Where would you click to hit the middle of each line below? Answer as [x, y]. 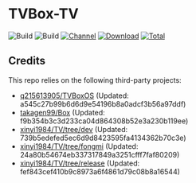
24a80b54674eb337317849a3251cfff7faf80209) [100, 154]
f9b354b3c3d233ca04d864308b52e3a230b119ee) [104, 121]
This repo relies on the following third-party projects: [95, 80]
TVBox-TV [43, 14]
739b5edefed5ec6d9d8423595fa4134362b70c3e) [103, 138]
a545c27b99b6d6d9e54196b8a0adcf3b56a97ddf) [103, 103]
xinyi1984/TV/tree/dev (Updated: [74, 129]
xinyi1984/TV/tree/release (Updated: [80, 163]
